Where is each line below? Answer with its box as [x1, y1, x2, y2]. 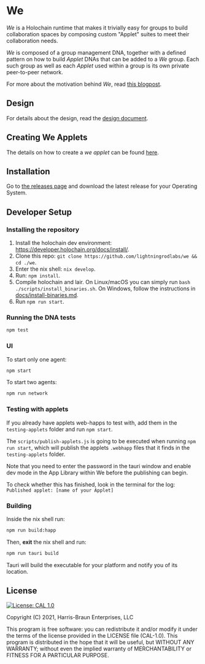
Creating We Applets [6, 133, 88, 143]
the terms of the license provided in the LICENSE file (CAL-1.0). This [6, 632, 178, 639]
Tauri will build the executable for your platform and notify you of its [6, 561, 178, 568]
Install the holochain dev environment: [15, 239, 112, 247]
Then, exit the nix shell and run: [6, 538, 87, 546]
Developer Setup [6, 207, 72, 217]
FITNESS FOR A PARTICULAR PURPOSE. [6, 652, 109, 659]
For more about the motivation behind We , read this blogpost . [6, 80, 162, 88]
